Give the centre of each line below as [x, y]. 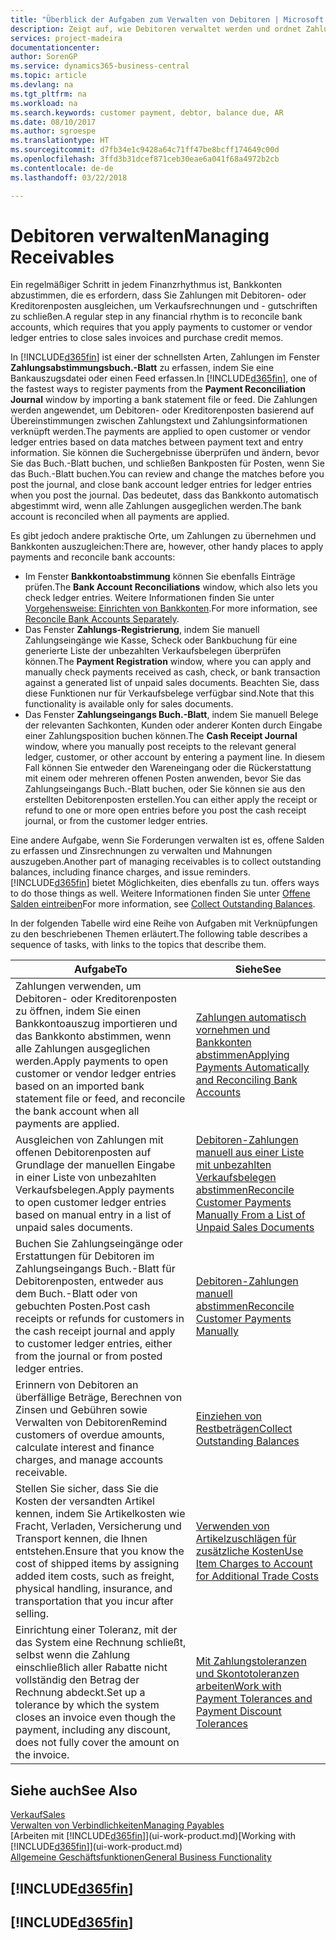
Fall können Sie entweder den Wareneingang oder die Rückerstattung [168, 768]
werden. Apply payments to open [92, 1061]
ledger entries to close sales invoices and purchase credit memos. [147, 338]
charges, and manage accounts [89, 1460]
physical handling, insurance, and [94, 1589]
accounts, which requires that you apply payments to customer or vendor [161, 327]
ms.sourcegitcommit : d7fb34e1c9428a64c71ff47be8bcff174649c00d [145, 150]
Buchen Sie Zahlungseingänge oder [99, 1244]
